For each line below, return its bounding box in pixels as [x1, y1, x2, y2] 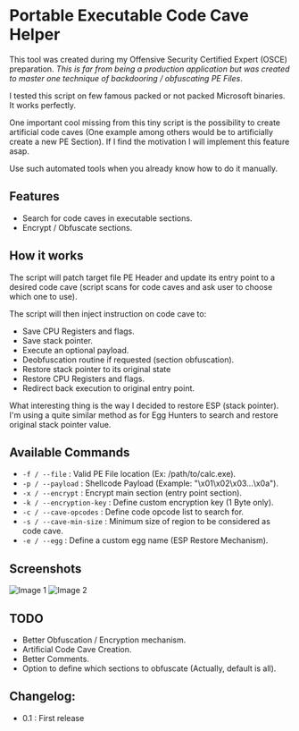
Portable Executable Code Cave [9, 5, 249, 26]
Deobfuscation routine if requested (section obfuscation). [21, 354, 235, 365]
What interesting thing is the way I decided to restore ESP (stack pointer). [9, 400, 279, 411]
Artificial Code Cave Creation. [21, 644, 132, 654]
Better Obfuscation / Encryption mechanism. [21, 634, 187, 645]
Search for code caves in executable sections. [21, 212, 193, 224]
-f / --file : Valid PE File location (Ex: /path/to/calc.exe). [21, 469, 237, 480]
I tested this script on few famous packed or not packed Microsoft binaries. [9, 90, 286, 101]
